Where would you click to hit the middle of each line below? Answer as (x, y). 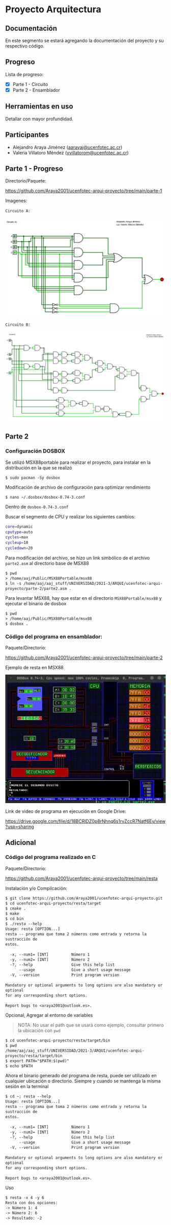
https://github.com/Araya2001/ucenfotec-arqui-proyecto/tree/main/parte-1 (84, 191)
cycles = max (17, 537)
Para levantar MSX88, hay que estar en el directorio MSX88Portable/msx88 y (83, 598)
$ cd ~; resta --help (28, 1096)
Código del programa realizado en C (51, 857)
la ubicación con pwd (39, 1030)
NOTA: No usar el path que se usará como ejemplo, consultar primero (91, 1025)
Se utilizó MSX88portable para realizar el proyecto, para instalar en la (78, 462)
